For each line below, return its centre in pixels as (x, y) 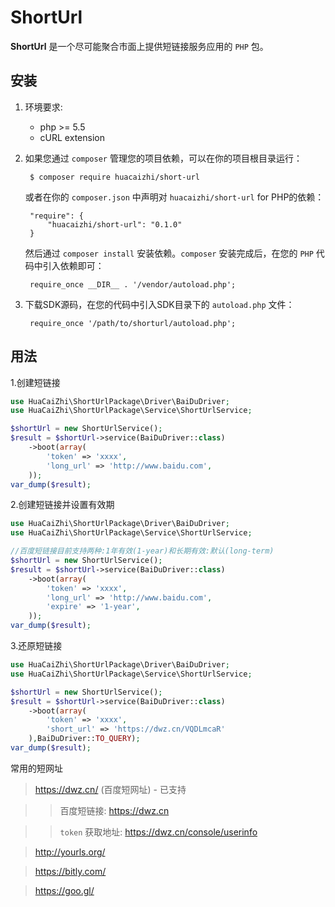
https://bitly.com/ (70, 871)
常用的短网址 (36, 768)
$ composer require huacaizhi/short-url (115, 177)
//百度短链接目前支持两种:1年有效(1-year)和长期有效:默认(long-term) (142, 551)
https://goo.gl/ (64, 890)
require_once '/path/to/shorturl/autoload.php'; (133, 323)
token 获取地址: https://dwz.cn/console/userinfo (158, 832)
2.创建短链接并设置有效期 (62, 505)
